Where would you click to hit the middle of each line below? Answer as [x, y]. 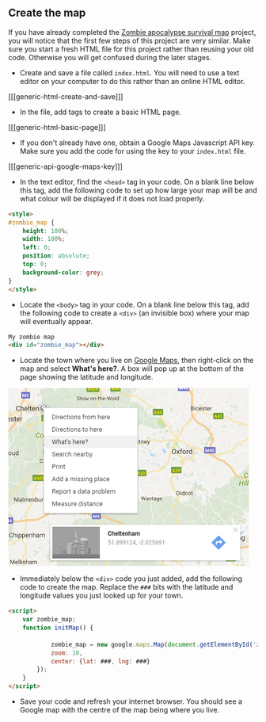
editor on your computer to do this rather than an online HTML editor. [132, 81]
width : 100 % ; [44, 239]
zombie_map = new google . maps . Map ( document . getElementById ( [152, 644]
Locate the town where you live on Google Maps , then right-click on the [137, 361]
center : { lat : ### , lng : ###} [100, 661]
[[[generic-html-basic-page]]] [57, 127]
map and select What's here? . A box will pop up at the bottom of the [131, 369]
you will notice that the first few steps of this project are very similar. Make [129, 40]
